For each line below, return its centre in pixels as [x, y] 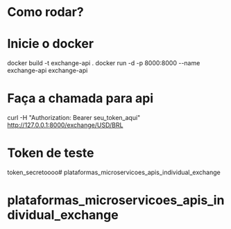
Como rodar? [46, 12]
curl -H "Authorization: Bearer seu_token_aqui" [74, 118]
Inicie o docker [51, 44]
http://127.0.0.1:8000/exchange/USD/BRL [65, 125]
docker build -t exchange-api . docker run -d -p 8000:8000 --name [104, 63]
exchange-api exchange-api [48, 71]
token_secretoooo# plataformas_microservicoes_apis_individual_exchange [114, 172]
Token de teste [51, 153]
